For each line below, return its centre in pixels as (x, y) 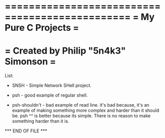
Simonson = (30, 62)
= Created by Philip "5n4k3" (65, 51)
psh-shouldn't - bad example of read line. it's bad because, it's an (81, 105)
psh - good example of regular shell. (50, 95)
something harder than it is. (40, 121)
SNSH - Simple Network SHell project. (52, 85)
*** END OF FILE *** (26, 131)
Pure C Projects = (42, 28)
